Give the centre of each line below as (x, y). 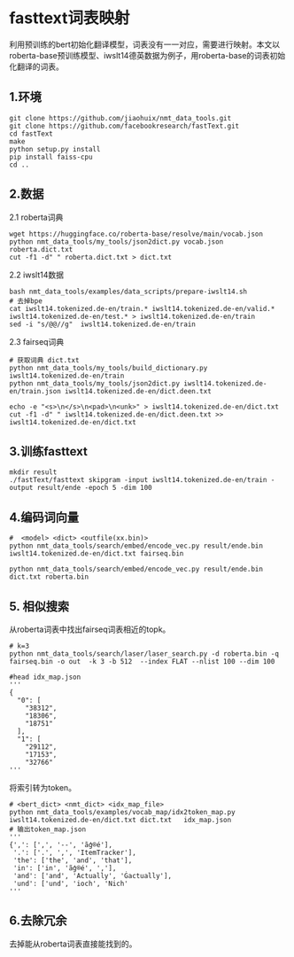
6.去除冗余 (39, 921)
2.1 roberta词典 (36, 217)
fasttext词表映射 (70, 18)
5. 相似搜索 (39, 607)
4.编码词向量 (44, 517)
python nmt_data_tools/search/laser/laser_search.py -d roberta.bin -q (144, 654)
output (21, 488)
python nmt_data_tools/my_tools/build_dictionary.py (108, 368)
